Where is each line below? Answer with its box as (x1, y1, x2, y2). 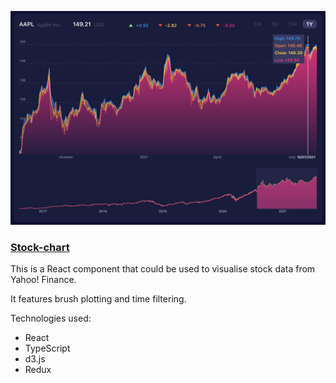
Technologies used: (10, 312, 92, 324)
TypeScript (24, 342, 71, 354)
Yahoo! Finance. (10, 273, 77, 285)
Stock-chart (10, 240, 70, 254)
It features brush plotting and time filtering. (10, 292, 187, 305)
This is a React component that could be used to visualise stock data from (10, 262, 316, 275)
